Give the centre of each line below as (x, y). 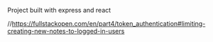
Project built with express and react (59, 10)
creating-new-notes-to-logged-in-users (66, 31)
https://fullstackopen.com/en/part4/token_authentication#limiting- (109, 23)
